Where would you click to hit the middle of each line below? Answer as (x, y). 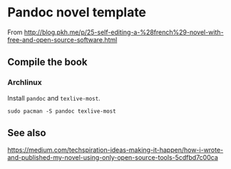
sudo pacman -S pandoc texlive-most (62, 111)
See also (27, 133)
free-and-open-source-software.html (62, 39)
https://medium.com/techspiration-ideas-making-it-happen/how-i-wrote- (115, 150)
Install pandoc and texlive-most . (54, 98)
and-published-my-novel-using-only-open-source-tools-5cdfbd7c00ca (113, 158)
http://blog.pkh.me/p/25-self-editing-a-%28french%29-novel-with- (124, 32)
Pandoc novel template (77, 12)
